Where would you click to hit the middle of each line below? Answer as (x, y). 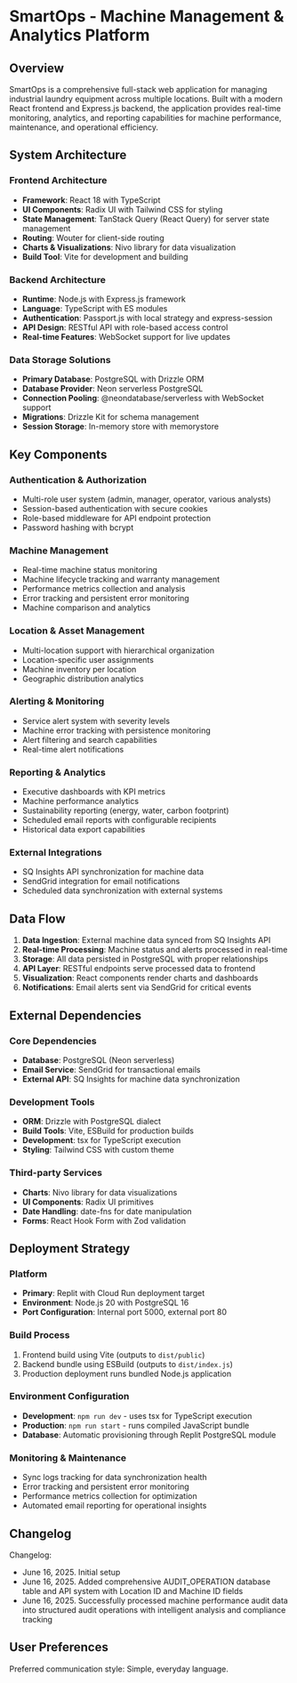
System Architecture (68, 155)
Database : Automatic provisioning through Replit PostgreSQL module (149, 1435)
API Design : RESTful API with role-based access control (125, 327)
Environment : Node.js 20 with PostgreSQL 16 (105, 1303)
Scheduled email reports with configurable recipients (119, 820)
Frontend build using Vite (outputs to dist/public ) (113, 1355)
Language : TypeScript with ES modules (95, 308)
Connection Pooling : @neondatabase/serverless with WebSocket (143, 399)
